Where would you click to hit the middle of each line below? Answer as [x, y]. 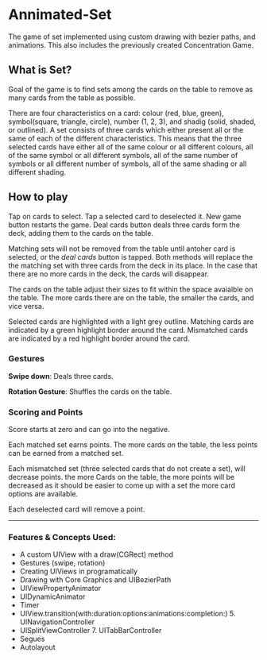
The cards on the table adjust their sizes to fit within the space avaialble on [131, 289]
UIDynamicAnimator [52, 596]
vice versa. [26, 306]
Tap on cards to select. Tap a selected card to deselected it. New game [125, 216]
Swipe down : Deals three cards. [61, 376]
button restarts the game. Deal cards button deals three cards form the [124, 225]
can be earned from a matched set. [66, 454]
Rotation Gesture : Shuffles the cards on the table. [90, 392]
